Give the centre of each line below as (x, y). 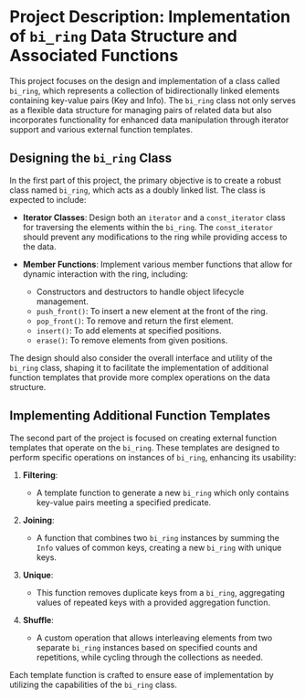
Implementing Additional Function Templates (140, 416)
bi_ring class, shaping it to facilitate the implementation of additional (139, 367)
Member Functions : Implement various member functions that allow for (158, 264)
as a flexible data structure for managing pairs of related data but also (141, 110)
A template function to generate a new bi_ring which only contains (163, 492)
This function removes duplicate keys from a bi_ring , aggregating (161, 592)
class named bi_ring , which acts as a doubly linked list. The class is (138, 190)
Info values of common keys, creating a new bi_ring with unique (159, 547)
